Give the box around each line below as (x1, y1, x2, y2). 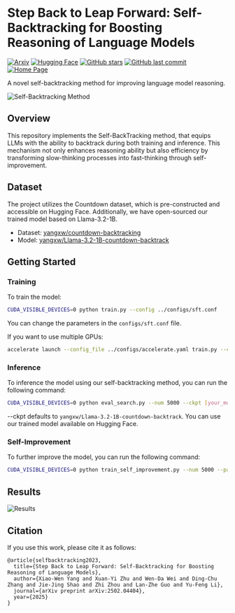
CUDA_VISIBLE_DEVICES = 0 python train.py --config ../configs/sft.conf (7, 306, 218, 313)
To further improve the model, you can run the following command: (7, 453, 201, 461)
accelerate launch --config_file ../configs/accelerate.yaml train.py (7, 346, 218, 353)
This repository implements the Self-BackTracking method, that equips (7, 131, 211, 139)
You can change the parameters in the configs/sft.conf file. (7, 319, 182, 327)
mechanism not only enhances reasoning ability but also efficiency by (7, 146, 208, 155)
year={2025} (13, 593, 49, 600)
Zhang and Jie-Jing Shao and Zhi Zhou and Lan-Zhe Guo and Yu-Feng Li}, (7, 581, 224, 589)
